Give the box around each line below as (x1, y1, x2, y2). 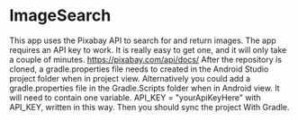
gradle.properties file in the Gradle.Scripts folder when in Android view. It (9, 82, 281, 93)
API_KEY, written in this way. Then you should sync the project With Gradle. (9, 101, 290, 112)
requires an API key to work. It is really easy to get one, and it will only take (9, 44, 287, 55)
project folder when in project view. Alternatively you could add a (9, 73, 250, 83)
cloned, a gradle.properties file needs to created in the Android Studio (9, 64, 269, 74)
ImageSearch (9, 5, 112, 26)
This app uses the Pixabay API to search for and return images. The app (9, 35, 276, 46)
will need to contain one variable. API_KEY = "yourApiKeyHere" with (9, 91, 261, 103)
